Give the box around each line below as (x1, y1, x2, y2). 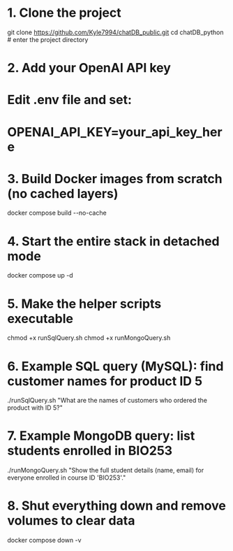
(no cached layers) (7, 185, 119, 201)
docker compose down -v (7, 536, 82, 545)
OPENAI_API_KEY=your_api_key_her (7, 124, 223, 140)
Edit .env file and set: (7, 92, 133, 108)
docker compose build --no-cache (7, 208, 107, 217)
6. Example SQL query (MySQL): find (7, 358, 224, 374)
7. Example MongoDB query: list (7, 428, 195, 444)
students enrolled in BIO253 (7, 443, 173, 459)
